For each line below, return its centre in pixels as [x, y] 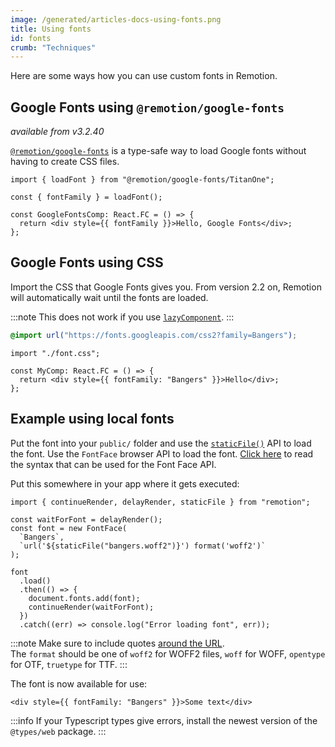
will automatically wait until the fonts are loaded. [109, 297]
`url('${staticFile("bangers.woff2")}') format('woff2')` [143, 546]
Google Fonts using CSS [87, 262]
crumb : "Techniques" [53, 47]
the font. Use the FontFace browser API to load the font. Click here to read [162, 453]
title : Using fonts [51, 29]
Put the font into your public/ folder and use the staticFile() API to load [161, 443]
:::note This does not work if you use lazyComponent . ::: [122, 317]
